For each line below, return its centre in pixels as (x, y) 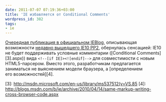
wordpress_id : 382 (24, 19)
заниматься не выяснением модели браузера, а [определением (74, 69)
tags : (11, 24)
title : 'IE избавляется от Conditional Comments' (58, 14)
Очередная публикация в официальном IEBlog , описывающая (71, 42)
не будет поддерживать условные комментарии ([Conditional (71, 53)
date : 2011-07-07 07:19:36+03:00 (40, 10)
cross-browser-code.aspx (32, 95)
